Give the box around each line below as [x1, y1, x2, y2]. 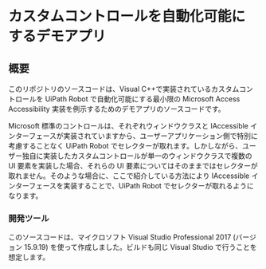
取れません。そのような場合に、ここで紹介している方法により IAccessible [8, 171, 250, 180]
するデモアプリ [8, 27, 107, 45]
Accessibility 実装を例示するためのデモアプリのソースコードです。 [8, 105, 225, 113]
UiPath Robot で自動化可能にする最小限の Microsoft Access [45, 94, 241, 104]
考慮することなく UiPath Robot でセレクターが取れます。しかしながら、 [8, 141, 243, 150]
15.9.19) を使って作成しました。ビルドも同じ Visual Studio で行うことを [23, 243, 257, 252]
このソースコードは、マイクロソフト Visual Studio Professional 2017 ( [8, 232, 237, 242]
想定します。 [8, 252, 50, 262]
